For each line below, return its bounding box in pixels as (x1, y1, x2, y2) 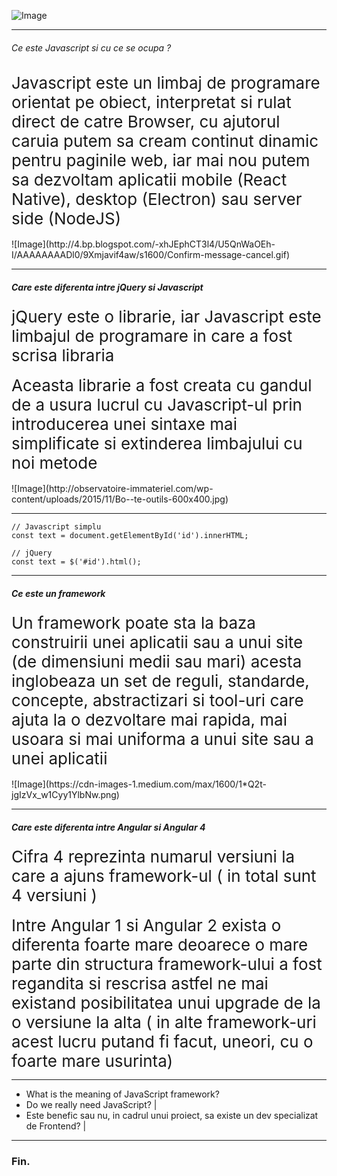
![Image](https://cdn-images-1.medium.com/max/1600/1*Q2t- (11, 778, 267, 790)
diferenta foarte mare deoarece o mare (11, 935, 309, 955)
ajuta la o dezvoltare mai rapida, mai (11, 710, 288, 730)
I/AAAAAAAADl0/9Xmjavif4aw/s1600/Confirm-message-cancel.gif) (11, 249, 291, 261)
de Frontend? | (25, 1120, 87, 1132)
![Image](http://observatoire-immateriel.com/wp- (11, 483, 214, 495)
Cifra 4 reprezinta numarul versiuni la (11, 846, 296, 867)
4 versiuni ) (11, 885, 98, 906)
